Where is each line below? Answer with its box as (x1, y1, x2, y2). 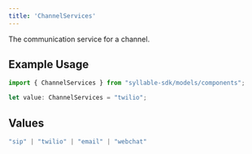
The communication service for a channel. (8, 34, 150, 44)
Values (8, 116, 45, 130)
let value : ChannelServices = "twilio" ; (8, 94, 148, 102)
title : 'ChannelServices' (8, 11, 96, 20)
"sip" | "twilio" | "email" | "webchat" (8, 138, 148, 146)
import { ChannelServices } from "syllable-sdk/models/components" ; (8, 79, 245, 88)
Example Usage (8, 58, 89, 71)
